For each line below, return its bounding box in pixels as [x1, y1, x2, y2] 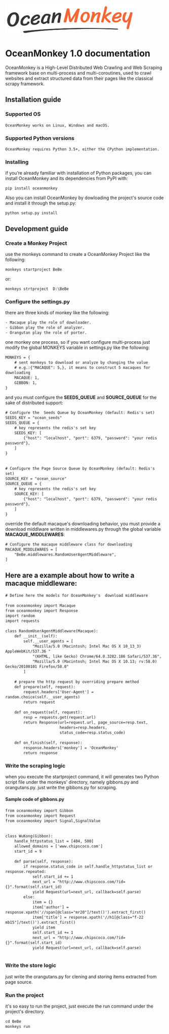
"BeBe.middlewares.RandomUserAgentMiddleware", [14, 552, 116, 557]
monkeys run [5, 1024, 30, 1029]
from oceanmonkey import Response [5, 608, 78, 613]
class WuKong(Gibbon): [5, 833, 53, 838]
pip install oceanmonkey [5, 186, 58, 191]
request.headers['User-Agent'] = [23, 690, 94, 695]
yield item [32, 925, 56, 930]
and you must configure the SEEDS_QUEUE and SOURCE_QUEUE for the [5, 395, 157, 401]
